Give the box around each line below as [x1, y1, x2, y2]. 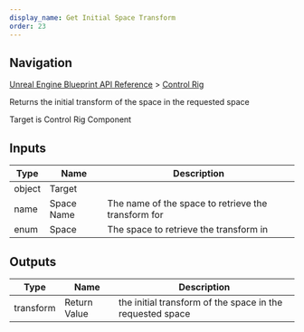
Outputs [9, 254, 57, 270]
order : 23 [9, 22, 47, 31]
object [14, 183, 41, 195]
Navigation [9, 55, 72, 71]
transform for [107, 209, 164, 222]
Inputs [9, 140, 47, 156]
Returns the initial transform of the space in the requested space [9, 97, 251, 108]
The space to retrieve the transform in [107, 223, 269, 236]
